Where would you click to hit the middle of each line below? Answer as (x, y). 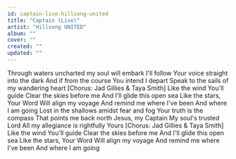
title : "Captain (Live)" (44, 20)
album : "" (22, 33)
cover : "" (22, 40)
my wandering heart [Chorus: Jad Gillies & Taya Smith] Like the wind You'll (116, 88)
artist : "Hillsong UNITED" (47, 27)
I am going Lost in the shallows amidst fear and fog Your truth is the (105, 110)
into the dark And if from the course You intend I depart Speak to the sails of (118, 80)
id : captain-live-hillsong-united (58, 14)
